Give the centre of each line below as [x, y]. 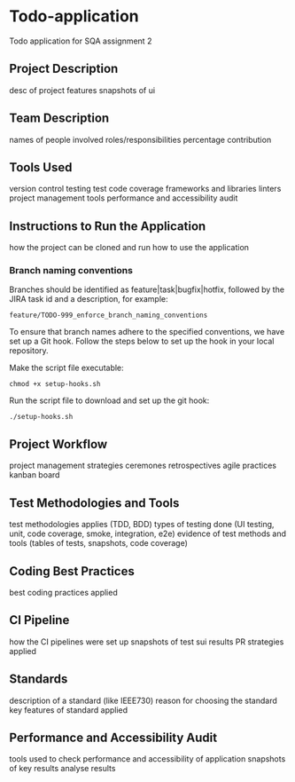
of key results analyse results [62, 769]
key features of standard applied [69, 710]
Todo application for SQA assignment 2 [81, 41]
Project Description [64, 69]
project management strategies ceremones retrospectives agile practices [143, 466]
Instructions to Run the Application [108, 226]
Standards [39, 679]
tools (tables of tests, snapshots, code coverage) [99, 543]
